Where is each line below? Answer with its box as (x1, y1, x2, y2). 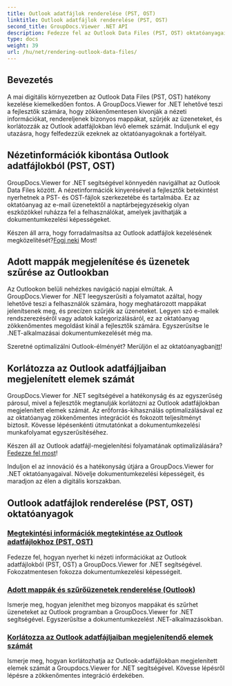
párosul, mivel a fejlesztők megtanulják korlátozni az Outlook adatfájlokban (7, 399, 220, 408)
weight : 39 (7, 42, 39, 49)
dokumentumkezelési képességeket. (7, 215, 112, 223)
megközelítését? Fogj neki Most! (7, 236, 97, 244)
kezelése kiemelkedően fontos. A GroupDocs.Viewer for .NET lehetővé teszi (7, 99, 223, 108)
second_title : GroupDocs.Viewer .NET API (7, 23, 128, 30)
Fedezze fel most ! (7, 449, 58, 457)
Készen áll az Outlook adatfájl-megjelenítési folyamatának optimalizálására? (7, 441, 223, 450)
